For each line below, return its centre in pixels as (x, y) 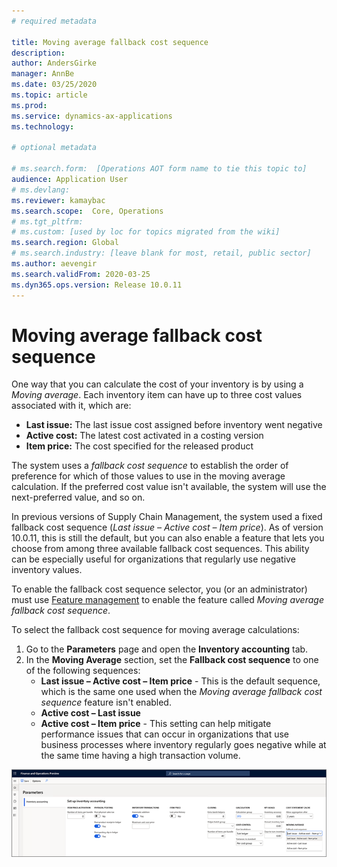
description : (38, 53)
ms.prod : (29, 105)
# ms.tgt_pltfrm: (47, 221)
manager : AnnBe (43, 74)
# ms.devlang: (41, 190)
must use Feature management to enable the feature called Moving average (167, 600)
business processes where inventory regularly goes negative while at (183, 745)
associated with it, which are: (71, 406)
